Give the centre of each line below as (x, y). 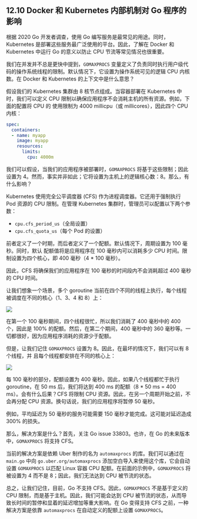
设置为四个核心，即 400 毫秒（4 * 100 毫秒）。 (67, 258)
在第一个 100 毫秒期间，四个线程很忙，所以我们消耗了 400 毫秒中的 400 (94, 321)
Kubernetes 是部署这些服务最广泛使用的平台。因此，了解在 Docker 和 (90, 44)
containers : (26, 130)
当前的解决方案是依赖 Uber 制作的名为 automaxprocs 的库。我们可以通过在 (95, 453)
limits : (31, 152)
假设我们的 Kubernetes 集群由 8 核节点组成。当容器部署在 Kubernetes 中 (94, 91)
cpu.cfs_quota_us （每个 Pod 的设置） (60, 230)
